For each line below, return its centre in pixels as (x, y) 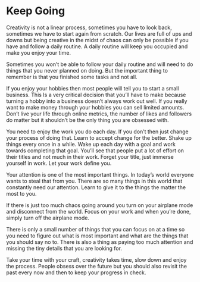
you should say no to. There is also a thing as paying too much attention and (100, 242)
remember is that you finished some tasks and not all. (72, 77)
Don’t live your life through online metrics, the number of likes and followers (99, 114)
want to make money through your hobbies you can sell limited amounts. (95, 107)
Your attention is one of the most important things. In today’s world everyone (100, 174)
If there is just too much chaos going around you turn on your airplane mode (100, 205)
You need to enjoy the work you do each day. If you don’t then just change (97, 131)
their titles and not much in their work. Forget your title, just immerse (90, 156)
